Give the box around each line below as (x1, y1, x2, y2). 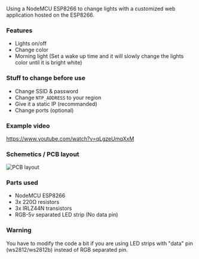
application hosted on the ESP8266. (6, 11, 94, 19)
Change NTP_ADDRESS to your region (14, 94, 102, 101)
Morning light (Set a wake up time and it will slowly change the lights (14, 53, 184, 60)
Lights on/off (14, 40, 47, 47)
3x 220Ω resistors (14, 199, 60, 206)
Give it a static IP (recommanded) (14, 100, 97, 107)
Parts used (6, 179, 39, 187)
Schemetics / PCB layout (6, 150, 79, 158)
